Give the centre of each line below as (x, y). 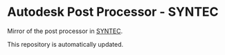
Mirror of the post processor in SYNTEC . (65, 31)
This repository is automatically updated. (65, 44)
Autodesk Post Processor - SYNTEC (113, 12)
